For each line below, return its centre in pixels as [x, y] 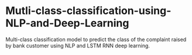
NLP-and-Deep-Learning [67, 23]
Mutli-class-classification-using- [88, 11]
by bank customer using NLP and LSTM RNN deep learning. [78, 46]
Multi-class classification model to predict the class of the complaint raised [96, 39]
